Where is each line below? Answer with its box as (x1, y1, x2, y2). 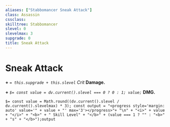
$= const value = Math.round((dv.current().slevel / (5, 99, 120, 104)
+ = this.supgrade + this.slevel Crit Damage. (5, 79, 105, 85)
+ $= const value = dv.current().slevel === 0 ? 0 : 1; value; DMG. (5, 89, 155, 95)
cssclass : (5, 17, 26, 22)
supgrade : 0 (5, 36, 31, 41)
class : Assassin (5, 12, 40, 17)
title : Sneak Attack (5, 41, 49, 46)
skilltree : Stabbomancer (5, 21, 58, 27)
